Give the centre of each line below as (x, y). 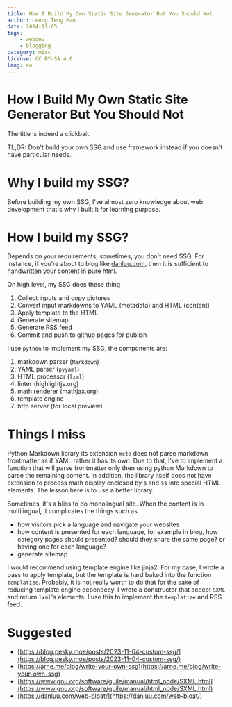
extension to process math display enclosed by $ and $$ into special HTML (114, 483)
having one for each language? (61, 547)
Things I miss (47, 434)
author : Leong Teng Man (42, 20)
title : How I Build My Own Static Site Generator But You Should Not (110, 14)
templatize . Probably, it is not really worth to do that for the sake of (103, 582)
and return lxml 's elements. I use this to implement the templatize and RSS (115, 597)
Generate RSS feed (45, 328)
